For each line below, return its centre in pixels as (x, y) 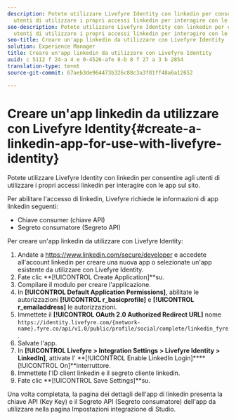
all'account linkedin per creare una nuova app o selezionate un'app (114, 262)
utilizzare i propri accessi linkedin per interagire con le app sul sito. (104, 185)
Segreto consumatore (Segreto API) (69, 228)
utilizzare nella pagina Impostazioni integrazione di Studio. (92, 409)
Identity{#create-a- (143, 128)
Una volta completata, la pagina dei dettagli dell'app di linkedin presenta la (115, 394)
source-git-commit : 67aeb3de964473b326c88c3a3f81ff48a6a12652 (100, 72)
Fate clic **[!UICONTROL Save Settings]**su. (84, 381)
